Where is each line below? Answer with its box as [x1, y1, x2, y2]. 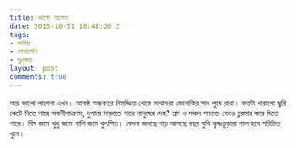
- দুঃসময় [9, 55, 33, 64]
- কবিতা [9, 38, 31, 48]
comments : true [9, 73, 67, 82]
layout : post [9, 64, 59, 74]
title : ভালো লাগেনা [9, 13, 69, 23]
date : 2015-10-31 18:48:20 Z [9, 22, 120, 31]
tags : [9, 30, 30, 39]
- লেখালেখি [9, 47, 38, 56]
